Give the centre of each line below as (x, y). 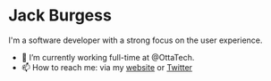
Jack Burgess (60, 16)
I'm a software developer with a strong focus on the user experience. (135, 40)
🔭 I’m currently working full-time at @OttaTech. (108, 57)
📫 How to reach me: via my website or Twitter (107, 67)
